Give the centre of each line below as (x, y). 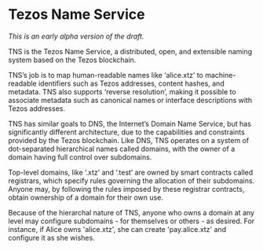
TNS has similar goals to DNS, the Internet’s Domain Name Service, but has (130, 123)
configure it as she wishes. (52, 237)
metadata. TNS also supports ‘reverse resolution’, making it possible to (122, 91)
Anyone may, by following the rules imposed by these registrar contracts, (126, 189)
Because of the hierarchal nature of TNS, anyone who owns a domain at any (131, 212)
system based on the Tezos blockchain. (72, 60)
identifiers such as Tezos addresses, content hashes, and (131, 83)
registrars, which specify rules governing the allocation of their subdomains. (131, 180)
